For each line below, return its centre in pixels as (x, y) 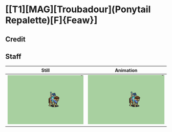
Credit (15, 39)
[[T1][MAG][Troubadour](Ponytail (78, 9)
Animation (126, 70)
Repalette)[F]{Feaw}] (51, 20)
